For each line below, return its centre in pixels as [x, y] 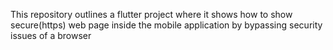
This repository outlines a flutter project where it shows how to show [151, 14]
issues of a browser [51, 35]
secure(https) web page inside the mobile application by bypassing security [166, 25]
